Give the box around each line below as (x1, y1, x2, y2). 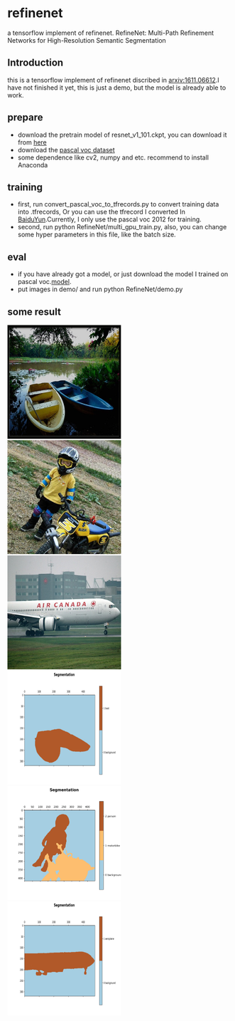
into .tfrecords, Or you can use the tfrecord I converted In (17, 208, 186, 216)
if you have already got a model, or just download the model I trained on (17, 270, 229, 278)
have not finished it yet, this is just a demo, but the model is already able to (7, 83, 226, 92)
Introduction (7, 57, 64, 69)
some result (7, 305, 62, 318)
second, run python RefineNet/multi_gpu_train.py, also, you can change (17, 223, 227, 231)
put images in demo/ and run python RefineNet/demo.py (17, 285, 183, 293)
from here (17, 137, 48, 147)
